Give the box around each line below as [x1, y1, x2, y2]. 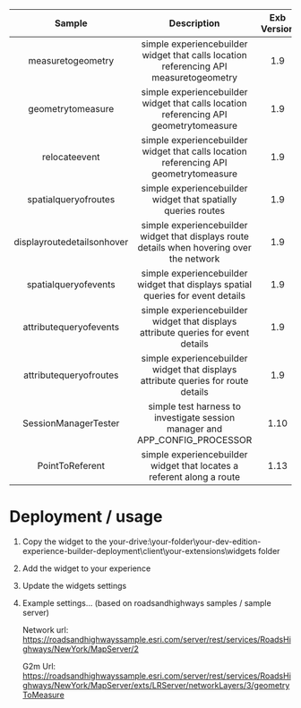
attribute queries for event [139, 327, 250, 338]
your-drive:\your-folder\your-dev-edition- [108, 536, 262, 547]
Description [168, 17, 220, 30]
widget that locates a [150, 460, 239, 472]
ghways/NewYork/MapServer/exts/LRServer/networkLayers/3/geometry [21, 679, 290, 690]
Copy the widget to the [21, 536, 107, 547]
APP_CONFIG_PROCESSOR [137, 434, 253, 446]
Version [260, 22, 296, 35]
